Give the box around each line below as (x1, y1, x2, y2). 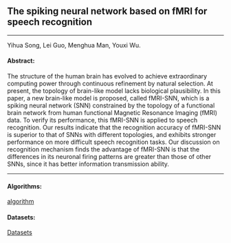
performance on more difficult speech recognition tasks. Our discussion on (7, 138, 220, 147)
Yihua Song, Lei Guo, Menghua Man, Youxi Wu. (7, 41, 141, 49)
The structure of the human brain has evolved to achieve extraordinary (7, 72, 208, 81)
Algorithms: (7, 182, 43, 190)
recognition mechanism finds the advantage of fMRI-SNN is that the (7, 145, 200, 154)
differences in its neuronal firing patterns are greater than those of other (7, 153, 212, 161)
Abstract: (7, 56, 35, 65)
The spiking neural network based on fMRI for (7, 6, 208, 17)
